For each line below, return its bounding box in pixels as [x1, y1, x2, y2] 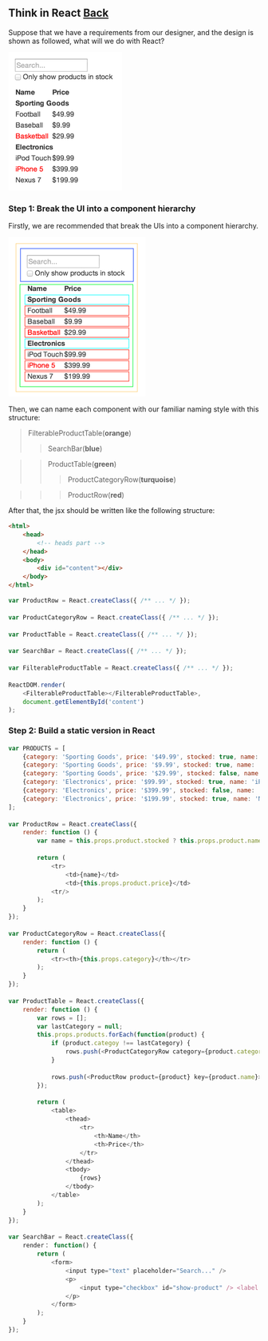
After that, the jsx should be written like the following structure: [8, 506, 215, 515]
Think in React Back [8, 6, 109, 20]
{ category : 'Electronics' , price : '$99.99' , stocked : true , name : [22, 778, 248, 786]
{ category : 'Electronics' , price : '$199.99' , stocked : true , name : [22, 794, 252, 802]
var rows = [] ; [37, 1014, 88, 1022]
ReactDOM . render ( [8, 681, 66, 689]
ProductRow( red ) [67, 491, 125, 500]
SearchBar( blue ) [47, 444, 103, 454]
